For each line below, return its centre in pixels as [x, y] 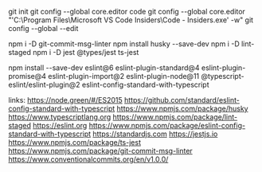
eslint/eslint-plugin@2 [45, 84]
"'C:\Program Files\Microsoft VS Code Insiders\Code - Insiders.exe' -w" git [131, 20]
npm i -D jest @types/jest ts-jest [86, 52]
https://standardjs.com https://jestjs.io [155, 134]
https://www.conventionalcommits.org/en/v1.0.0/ [88, 159]
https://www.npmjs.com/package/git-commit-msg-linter [100, 151]
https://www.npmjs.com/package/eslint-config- [167, 125]
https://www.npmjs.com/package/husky [182, 108]
